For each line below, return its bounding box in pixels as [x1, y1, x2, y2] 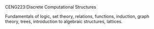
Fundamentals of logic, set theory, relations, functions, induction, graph [5, 14, 150, 19]
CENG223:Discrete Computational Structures [5, 4, 97, 10]
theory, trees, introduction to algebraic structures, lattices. [5, 19, 123, 24]
